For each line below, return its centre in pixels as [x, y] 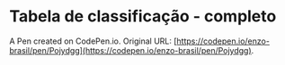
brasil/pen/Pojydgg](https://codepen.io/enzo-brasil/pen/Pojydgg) [130, 50]
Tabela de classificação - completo [143, 16]
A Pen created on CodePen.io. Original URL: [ [93, 41]
